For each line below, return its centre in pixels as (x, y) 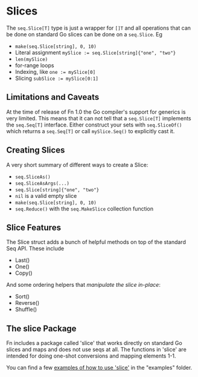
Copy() (24, 273)
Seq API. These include (35, 249)
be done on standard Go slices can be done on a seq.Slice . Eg (85, 34)
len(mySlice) (31, 59)
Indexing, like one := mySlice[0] (55, 71)
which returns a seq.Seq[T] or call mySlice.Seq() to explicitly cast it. (91, 131)
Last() (22, 260)
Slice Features (34, 227)
